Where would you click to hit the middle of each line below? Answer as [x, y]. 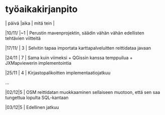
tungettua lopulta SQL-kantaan [37, 97]
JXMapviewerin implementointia [38, 63]
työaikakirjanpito [41, 9]
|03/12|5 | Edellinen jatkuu [32, 107]
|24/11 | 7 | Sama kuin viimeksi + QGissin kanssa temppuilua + [69, 57]
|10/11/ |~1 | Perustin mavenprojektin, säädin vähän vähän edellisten [75, 33]
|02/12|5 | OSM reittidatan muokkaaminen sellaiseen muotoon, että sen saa [83, 92]
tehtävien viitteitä [23, 38]
